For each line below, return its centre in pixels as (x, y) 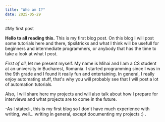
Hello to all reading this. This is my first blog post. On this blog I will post (80, 38)
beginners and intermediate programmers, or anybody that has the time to (81, 48)
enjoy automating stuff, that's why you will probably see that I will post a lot (82, 79)
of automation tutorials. (29, 84)
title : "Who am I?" (25, 10)
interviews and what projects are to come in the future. (61, 99)
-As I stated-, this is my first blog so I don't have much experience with (77, 109)
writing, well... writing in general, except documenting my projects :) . (76, 114)
